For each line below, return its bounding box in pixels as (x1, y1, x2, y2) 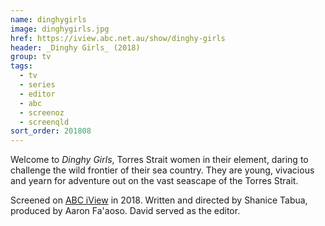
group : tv (10, 52, 52, 62)
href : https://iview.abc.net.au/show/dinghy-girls (10, 33, 226, 43)
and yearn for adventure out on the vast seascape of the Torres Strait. (10, 175, 299, 187)
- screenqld (19, 117, 70, 127)
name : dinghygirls (10, 14, 87, 25)
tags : (10, 61, 33, 71)
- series (19, 80, 56, 90)
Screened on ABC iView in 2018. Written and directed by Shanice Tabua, (10, 194, 308, 206)
